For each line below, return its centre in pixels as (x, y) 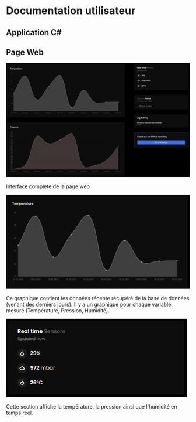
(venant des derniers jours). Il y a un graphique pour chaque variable (89, 304)
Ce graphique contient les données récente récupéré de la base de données (98, 298)
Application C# (34, 33)
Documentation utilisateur (71, 11)
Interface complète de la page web (48, 186)
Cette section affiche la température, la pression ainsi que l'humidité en (92, 406)
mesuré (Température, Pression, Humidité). (58, 310)
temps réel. (20, 413)
